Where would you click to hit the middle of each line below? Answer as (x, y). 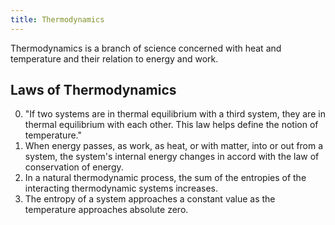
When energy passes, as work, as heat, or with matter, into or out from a (174, 146)
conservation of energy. (74, 167)
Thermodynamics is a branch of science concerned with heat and (146, 48)
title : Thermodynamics (57, 19)
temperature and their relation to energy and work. (114, 58)
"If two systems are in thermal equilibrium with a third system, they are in (175, 114)
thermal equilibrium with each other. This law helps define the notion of (171, 125)
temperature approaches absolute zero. (106, 210)
